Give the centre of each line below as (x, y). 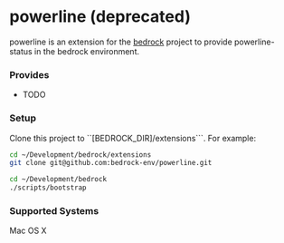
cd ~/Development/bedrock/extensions (80, 155)
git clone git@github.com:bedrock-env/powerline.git (111, 163)
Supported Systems (54, 210)
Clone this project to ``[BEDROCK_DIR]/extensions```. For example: (133, 138)
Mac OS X (28, 231)
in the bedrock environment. (87, 51)
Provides (29, 74)
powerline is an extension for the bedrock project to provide (121, 42)
